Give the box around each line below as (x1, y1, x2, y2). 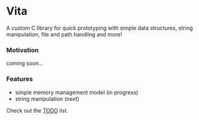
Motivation (6, 45, 39, 54)
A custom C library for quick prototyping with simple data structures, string (6, 24, 193, 32)
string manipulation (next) (15, 95, 80, 102)
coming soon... (6, 59, 44, 67)
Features (6, 75, 33, 83)
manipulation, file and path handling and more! (6, 30, 122, 38)
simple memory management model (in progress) (15, 88, 139, 96)
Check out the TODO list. (6, 107, 68, 114)
